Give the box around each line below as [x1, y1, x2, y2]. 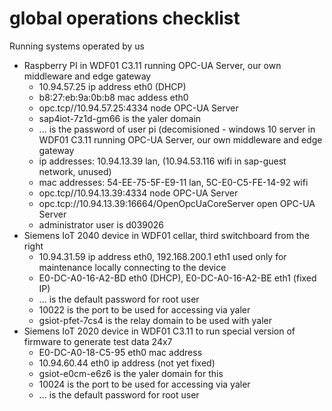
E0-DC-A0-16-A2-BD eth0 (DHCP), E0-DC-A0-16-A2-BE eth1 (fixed [38, 272, 317, 284]
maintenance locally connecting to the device [38, 261, 227, 273]
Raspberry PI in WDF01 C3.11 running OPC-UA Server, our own [23, 59, 282, 71]
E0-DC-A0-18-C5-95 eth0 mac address [38, 346, 203, 358]
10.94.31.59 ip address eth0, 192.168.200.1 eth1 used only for [38, 250, 287, 262]
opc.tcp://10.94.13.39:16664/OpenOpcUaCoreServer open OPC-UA [38, 197, 316, 209]
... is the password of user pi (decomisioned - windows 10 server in [38, 123, 316, 135]
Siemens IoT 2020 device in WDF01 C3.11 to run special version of [23, 325, 296, 337]
